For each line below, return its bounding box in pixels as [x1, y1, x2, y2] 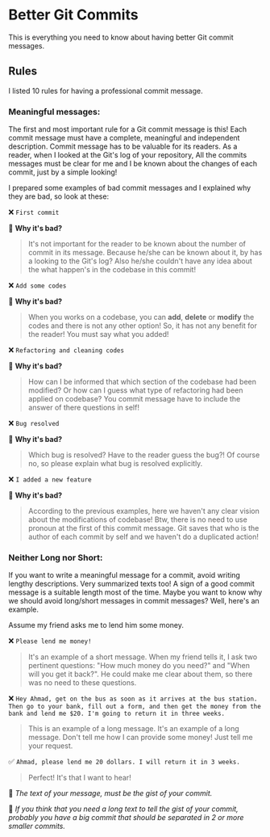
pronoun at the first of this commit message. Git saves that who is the [27, 524, 260, 533]
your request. [27, 741, 73, 751]
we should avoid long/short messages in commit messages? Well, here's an [8, 596, 260, 606]
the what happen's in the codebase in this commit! [27, 265, 196, 275]
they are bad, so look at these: [8, 191, 110, 201]
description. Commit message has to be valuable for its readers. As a [8, 141, 238, 151]
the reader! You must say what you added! [27, 330, 169, 339]
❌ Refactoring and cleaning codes [8, 345, 125, 355]
